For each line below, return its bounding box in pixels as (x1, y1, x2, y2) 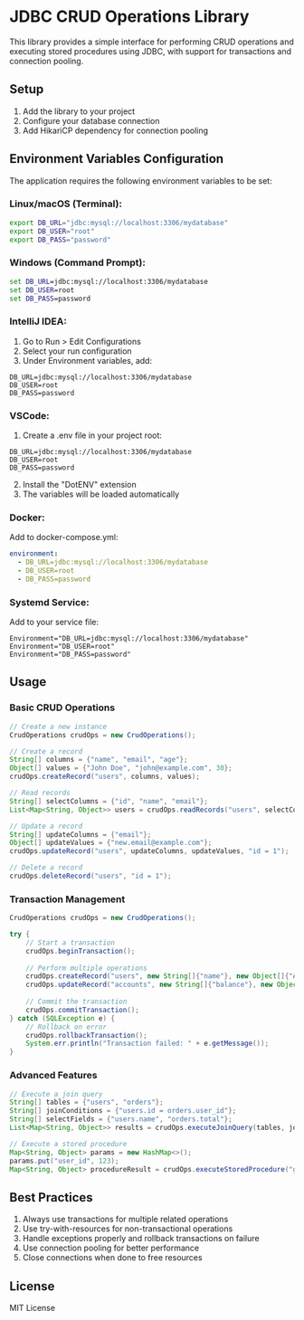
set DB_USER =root (9, 285, 75, 295)
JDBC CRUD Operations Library (9, 6, 250, 27)
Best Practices (9, 1190, 93, 1205)
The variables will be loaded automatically (22, 489, 180, 499)
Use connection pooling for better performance (22, 1242, 200, 1254)
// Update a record (9, 821, 83, 831)
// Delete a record (9, 863, 83, 872)
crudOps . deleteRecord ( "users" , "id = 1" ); (9, 871, 172, 881)
